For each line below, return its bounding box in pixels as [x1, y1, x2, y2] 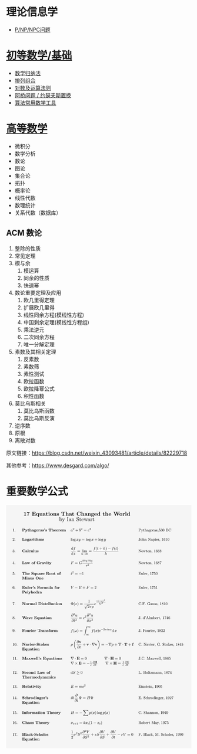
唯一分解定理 [23, 341, 55, 348]
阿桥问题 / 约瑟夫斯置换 [14, 92, 72, 99]
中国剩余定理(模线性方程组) [23, 318, 89, 325]
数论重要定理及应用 [14, 289, 62, 296]
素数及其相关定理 [14, 348, 56, 355]
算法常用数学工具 [14, 99, 56, 106]
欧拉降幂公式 [23, 385, 55, 392]
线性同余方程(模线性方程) [23, 311, 84, 318]
